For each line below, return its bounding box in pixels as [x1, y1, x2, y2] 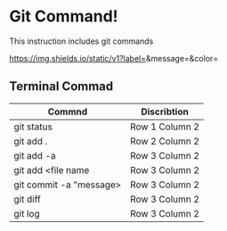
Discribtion [141, 105, 189, 118]
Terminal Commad [9, 78, 114, 95]
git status [13, 120, 53, 133]
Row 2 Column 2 [130, 135, 200, 147]
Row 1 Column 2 [130, 120, 200, 133]
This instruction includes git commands [9, 36, 154, 46]
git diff [13, 193, 42, 205]
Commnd [47, 105, 88, 118]
